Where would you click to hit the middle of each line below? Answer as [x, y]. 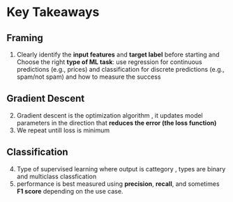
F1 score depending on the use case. [70, 191]
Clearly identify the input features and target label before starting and [118, 54]
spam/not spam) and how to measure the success [89, 77]
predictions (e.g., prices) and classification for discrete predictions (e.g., [120, 69]
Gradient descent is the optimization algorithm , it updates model [110, 115]
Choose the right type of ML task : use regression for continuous [110, 62]
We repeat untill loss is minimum [63, 130]
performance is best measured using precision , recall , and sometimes [118, 184]
